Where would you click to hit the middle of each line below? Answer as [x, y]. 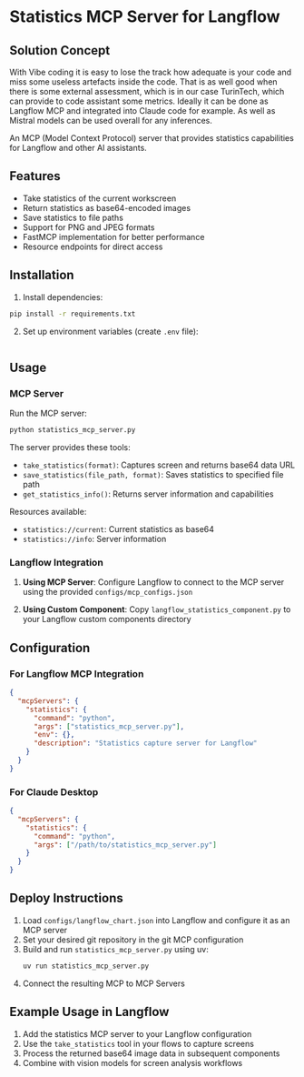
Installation [42, 275]
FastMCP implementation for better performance [113, 237]
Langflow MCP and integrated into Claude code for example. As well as [142, 111]
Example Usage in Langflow [89, 1012]
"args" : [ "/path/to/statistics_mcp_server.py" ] [125, 845]
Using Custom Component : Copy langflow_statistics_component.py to [157, 609]
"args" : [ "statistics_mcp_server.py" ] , [108, 726]
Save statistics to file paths [73, 217]
